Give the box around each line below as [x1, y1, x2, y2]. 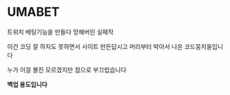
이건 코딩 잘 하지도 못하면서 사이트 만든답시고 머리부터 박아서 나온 [7, 42, 183, 50]
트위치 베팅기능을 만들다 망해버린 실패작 [7, 28, 114, 36]
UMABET [7, 4, 60, 20]
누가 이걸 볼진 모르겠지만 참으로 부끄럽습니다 [7, 65, 127, 74]
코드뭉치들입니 [184, 42, 224, 50]
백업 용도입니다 [7, 80, 48, 88]
